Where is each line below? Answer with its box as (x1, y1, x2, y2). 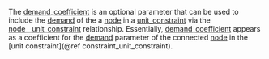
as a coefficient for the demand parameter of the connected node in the (8, 32, 249, 42)
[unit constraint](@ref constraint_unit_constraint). (8, 41, 173, 51)
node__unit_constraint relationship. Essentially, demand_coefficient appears (8, 24, 261, 33)
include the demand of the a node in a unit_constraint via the (8, 15, 211, 25)
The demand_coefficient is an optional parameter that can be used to (8, 7, 239, 16)
